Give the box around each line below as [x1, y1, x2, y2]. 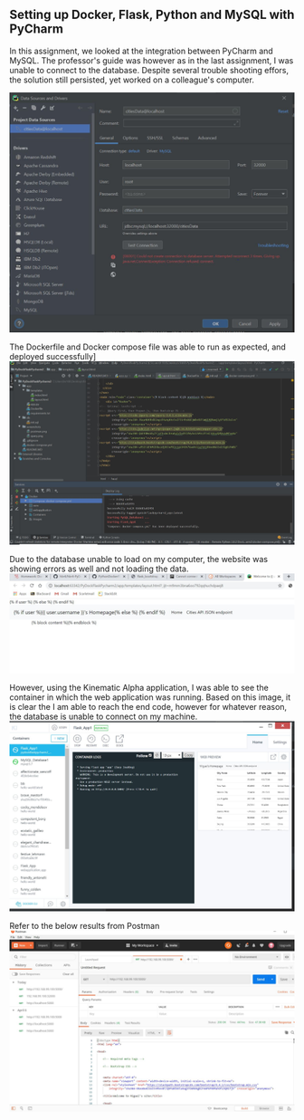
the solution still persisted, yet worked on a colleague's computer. [9, 74, 255, 85]
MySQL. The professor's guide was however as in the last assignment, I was [9, 54, 294, 66]
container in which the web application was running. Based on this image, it [9, 692, 291, 703]
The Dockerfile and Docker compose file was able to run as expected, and [9, 341, 287, 352]
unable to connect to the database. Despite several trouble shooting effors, [9, 64, 290, 75]
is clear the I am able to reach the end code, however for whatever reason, [9, 701, 288, 712]
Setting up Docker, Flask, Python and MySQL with [9, 7, 295, 23]
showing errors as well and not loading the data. [9, 563, 189, 574]
